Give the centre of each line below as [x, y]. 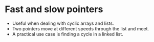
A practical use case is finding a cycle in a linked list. [68, 34]
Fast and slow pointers [54, 9]
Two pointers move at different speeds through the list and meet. [81, 28]
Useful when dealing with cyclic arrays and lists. [63, 23]
